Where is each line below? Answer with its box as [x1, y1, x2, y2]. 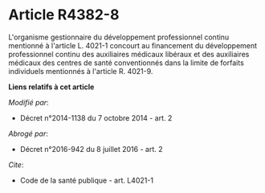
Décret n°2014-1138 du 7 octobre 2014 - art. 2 [19, 113, 173, 122]
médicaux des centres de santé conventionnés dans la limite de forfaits [8, 58, 245, 68]
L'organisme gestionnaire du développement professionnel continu [8, 32, 230, 42]
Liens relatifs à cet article [8, 82, 95, 92]
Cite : [8, 159, 24, 170]
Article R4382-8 [8, 6, 120, 24]
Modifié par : [8, 97, 50, 107]
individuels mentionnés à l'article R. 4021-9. [8, 66, 153, 76]
